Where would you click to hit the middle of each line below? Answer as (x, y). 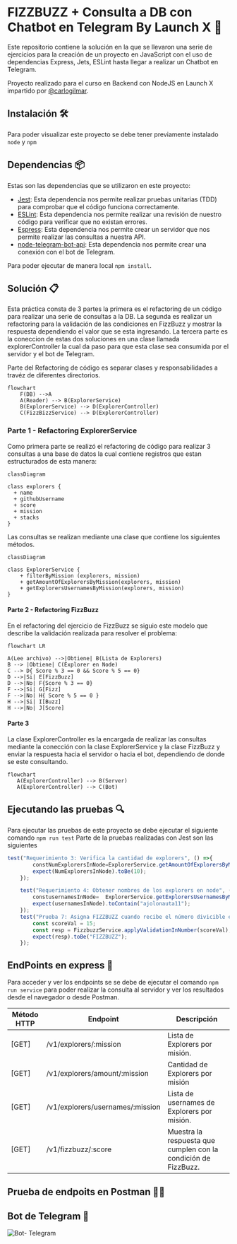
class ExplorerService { (44, 570)
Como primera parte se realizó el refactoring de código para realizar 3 (109, 446)
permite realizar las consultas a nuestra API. (81, 237)
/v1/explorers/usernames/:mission (103, 1107)
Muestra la (185, 1132)
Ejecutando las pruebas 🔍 (66, 810)
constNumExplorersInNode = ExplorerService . (96, 864)
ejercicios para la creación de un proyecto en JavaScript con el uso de (110, 54)
